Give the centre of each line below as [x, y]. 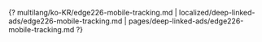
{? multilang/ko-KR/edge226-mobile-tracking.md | [93, 13]
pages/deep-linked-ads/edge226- [186, 21]
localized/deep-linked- [217, 13]
